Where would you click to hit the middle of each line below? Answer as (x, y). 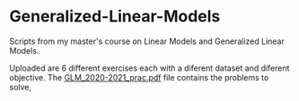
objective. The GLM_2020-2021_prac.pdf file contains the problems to (139, 77)
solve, (21, 87)
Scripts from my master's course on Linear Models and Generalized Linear (147, 41)
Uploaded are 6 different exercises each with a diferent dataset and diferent (149, 68)
